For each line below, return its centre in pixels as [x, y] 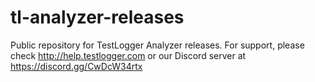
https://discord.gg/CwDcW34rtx [76, 66]
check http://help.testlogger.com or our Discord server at [128, 55]
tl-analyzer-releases [97, 17]
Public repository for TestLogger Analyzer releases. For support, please [157, 45]
